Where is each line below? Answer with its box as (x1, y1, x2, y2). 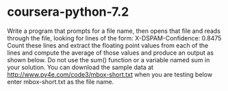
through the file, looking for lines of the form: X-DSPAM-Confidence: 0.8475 (7, 34, 222, 42)
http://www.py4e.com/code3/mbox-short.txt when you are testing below (7, 70, 213, 79)
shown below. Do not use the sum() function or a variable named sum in (7, 55, 210, 64)
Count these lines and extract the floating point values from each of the (7, 41, 209, 49)
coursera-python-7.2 (7, 4, 129, 20)
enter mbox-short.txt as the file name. (7, 77, 114, 86)
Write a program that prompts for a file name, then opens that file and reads (7, 27, 221, 35)
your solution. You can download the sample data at (7, 63, 154, 71)
